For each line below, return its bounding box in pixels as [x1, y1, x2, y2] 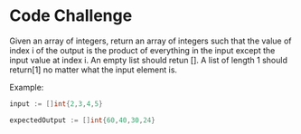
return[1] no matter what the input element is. [9, 64, 178, 75]
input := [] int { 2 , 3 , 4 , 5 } [9, 99, 103, 109]
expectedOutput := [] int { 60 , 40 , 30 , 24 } [9, 115, 155, 125]
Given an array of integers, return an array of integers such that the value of [9, 35, 292, 46]
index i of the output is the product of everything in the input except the [9, 44, 276, 55]
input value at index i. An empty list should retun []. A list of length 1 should [9, 54, 287, 65]
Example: [9, 81, 44, 92]
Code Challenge [9, 5, 133, 26]
